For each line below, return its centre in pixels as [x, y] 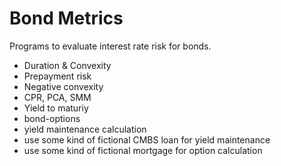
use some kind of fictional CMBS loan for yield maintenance [147, 139]
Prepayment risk [57, 76]
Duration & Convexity [67, 65]
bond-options [52, 118]
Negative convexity [63, 86]
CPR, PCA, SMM [57, 97]
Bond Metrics [66, 18]
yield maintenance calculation [85, 129]
